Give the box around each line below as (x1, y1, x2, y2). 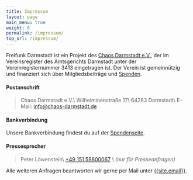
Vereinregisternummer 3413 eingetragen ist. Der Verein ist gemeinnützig (6, 64, 180, 71)
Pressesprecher (6, 143, 46, 150)
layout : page (6, 14, 38, 20)
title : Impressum (6, 8, 49, 15)
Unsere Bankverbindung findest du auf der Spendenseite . (6, 129, 145, 136)
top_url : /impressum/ (6, 36, 59, 41)
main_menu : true (6, 19, 46, 25)
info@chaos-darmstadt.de (33, 103, 97, 110)
